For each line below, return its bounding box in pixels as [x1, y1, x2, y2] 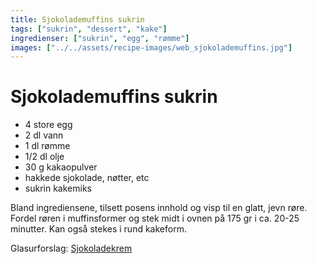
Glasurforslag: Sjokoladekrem [10, 242, 133, 255]
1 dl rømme [24, 140, 71, 152]
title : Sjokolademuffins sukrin [10, 14, 145, 25]
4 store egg [24, 119, 73, 131]
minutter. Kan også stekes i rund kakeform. [10, 223, 187, 235]
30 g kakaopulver [24, 161, 98, 173]
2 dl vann [24, 129, 64, 141]
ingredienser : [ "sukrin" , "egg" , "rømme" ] [10, 33, 190, 43]
